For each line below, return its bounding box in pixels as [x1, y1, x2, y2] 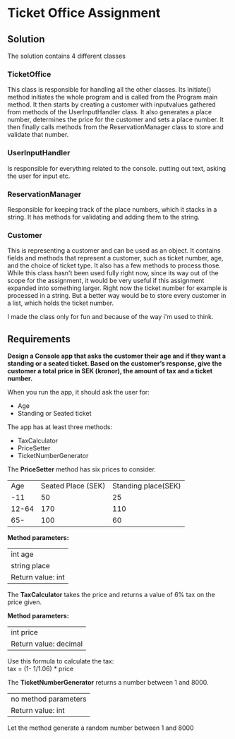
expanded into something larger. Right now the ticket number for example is [7, 284, 228, 292]
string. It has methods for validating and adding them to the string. [7, 212, 200, 221]
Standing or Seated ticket [17, 409, 92, 417]
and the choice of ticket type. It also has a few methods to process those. [7, 261, 221, 270]
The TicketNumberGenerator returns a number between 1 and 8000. [7, 678, 209, 686]
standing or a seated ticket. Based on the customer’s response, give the [7, 359, 222, 368]
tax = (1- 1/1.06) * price [7, 665, 74, 673]
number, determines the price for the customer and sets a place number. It [7, 115, 224, 124]
